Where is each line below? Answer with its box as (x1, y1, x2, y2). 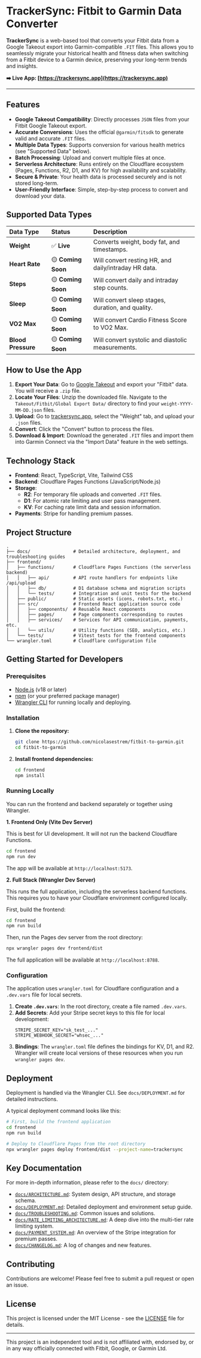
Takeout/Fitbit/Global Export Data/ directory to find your (14, 400, 160, 407)
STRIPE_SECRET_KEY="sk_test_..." (14, 1027, 99, 1034)
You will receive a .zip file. (14, 387, 81, 395)
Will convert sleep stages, (93, 296, 166, 305)
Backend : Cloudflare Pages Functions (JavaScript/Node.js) (14, 478, 161, 485)
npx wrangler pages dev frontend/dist (6, 945, 103, 951)
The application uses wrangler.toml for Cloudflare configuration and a (6, 985, 179, 992)
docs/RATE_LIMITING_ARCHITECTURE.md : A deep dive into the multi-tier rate (14, 1216, 194, 1223)
